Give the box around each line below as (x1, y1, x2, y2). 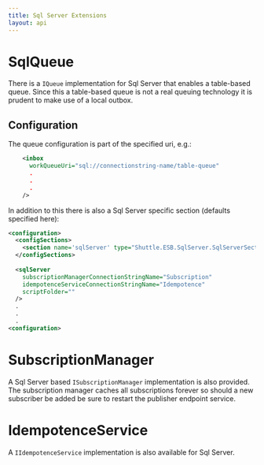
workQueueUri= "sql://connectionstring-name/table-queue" (28, 162, 220, 170)
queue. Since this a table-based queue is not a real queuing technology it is (8, 87, 253, 97)
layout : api (8, 19, 47, 27)
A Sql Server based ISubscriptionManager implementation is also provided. (8, 377, 250, 386)
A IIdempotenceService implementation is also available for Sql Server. (8, 447, 235, 457)
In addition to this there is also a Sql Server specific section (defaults (8, 206, 230, 215)
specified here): (8, 214, 60, 223)
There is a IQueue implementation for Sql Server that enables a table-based (8, 79, 251, 88)
